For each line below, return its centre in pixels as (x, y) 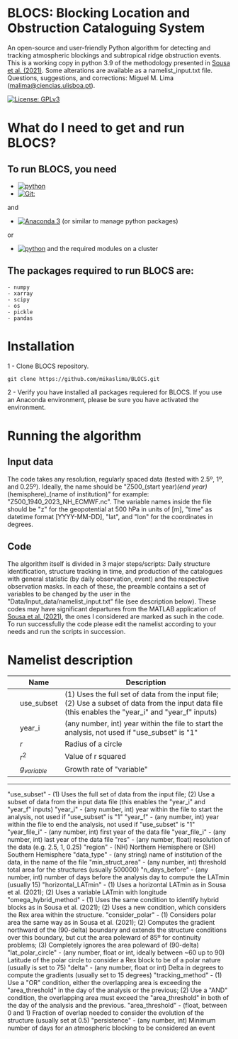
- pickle (20, 312)
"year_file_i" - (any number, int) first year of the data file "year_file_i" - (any (117, 832)
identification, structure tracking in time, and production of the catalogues (115, 571)
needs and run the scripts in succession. (67, 631)
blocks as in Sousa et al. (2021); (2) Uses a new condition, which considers (117, 907)
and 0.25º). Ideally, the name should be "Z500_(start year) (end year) (107, 487)
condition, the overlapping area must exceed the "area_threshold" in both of (118, 997)
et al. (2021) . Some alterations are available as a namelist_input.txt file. (110, 70)
